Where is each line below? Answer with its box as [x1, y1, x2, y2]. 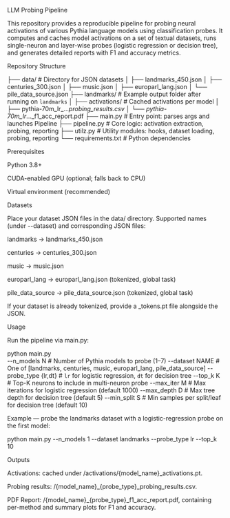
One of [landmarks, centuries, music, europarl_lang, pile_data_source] [7, 364, 207, 372]
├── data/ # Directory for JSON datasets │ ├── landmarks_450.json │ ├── [7, 75, 222, 84]
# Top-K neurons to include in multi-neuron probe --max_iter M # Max [7, 379, 207, 387]
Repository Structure [7, 62, 67, 70]
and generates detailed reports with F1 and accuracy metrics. [7, 48, 181, 57]
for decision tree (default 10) [7, 401, 88, 409]
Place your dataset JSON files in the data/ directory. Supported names [7, 214, 207, 222]
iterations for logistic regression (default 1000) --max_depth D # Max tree [7, 386, 216, 394]
